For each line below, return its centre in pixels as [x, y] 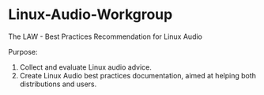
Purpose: [23, 51]
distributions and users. [58, 84]
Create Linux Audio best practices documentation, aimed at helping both [138, 75]
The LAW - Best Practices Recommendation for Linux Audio [106, 36]
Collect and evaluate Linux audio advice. [85, 67]
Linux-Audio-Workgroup [91, 15]
